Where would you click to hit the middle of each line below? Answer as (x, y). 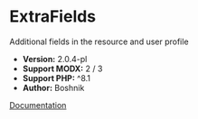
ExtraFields (53, 17)
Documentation (38, 105)
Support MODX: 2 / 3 (62, 69)
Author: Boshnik (53, 87)
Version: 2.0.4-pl (55, 59)
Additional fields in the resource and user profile (99, 41)
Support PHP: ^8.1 (57, 78)
